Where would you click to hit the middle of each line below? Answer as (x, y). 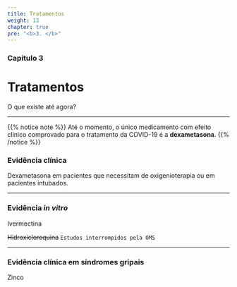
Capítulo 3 (25, 59)
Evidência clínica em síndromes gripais (76, 262)
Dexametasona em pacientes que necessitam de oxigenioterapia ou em (111, 176)
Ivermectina (25, 224)
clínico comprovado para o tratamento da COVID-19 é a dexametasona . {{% (118, 135)
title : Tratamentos (36, 14)
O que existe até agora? (42, 107)
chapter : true (28, 27)
